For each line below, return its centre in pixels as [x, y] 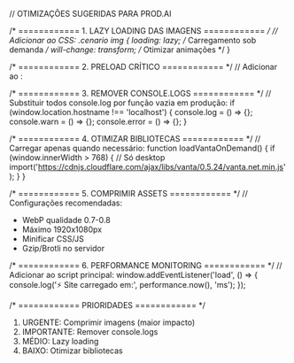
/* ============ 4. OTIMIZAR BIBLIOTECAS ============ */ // [135, 139]
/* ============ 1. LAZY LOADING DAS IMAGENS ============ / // [144, 31]
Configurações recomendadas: [66, 203]
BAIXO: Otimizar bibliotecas [72, 351]
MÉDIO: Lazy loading [60, 341]
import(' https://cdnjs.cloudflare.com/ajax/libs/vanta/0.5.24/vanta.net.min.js [147, 167]
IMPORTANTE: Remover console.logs [90, 332]
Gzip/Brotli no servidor [63, 248]
